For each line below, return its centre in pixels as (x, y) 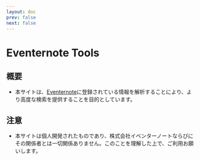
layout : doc (21, 12)
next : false (21, 23)
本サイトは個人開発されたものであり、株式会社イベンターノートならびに (104, 136)
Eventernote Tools (53, 53)
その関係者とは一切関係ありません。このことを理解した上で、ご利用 (99, 143)
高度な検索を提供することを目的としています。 (78, 99)
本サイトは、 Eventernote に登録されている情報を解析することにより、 (101, 92)
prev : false (21, 17)
